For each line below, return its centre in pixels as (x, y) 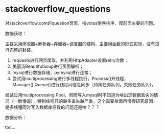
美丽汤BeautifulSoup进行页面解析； (48, 66)
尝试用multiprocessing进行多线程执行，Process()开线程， (70, 78)
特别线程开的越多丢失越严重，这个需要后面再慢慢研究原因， (97, 101)
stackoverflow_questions (58, 9)
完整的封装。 (22, 50)
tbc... (10, 127)
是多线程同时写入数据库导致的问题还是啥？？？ (52, 107)
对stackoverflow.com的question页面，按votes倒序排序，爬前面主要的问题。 (81, 23)
